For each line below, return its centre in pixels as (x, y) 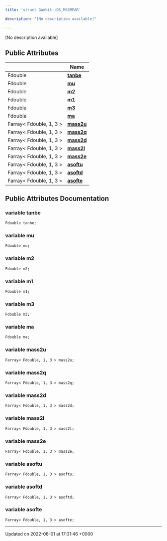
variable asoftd (24, 487)
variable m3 (20, 304)
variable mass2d (26, 395)
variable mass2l (25, 418)
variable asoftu (24, 464)
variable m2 (20, 258)
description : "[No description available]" (51, 19)
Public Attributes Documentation (57, 198)
